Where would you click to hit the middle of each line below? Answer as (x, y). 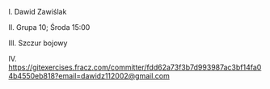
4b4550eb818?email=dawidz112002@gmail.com (89, 76)
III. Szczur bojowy (38, 43)
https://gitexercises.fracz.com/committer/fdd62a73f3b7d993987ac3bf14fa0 (135, 67)
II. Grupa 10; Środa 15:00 (49, 27)
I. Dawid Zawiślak (38, 12)
